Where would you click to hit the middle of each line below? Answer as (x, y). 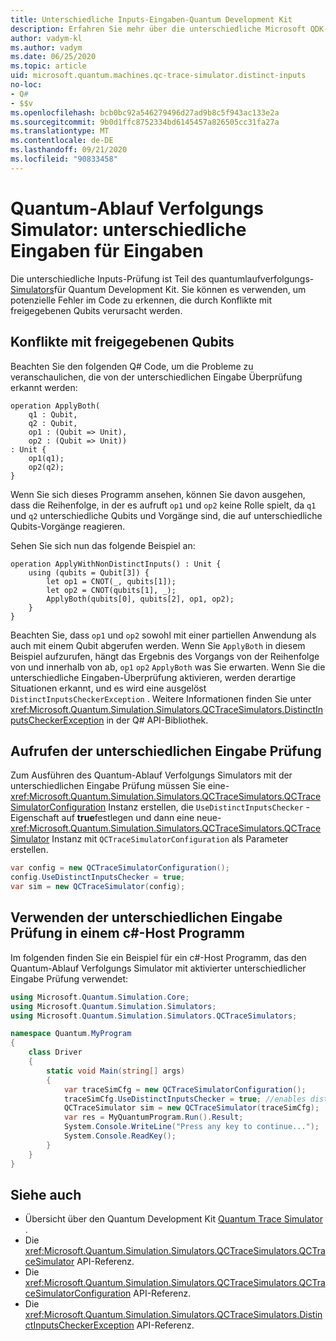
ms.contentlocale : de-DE (62, 141)
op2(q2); (46, 467)
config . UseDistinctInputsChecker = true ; (98, 877)
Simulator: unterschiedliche (128, 229)
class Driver (55, 1052)
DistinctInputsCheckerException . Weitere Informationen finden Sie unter (161, 698)
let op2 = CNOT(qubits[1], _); (111, 590)
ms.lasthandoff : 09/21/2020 (69, 150)
